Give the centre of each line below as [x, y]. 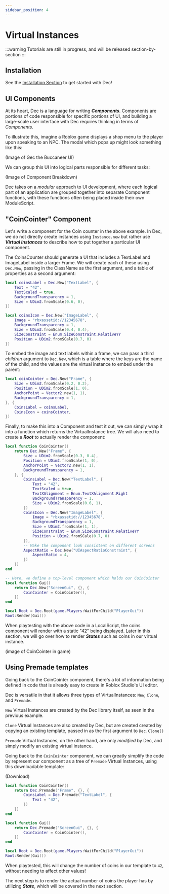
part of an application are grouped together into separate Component [78, 192]
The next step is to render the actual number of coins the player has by [79, 880]
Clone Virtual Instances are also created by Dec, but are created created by [83, 725]
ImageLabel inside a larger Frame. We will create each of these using [77, 263]
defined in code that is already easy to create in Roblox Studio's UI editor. [82, 685]
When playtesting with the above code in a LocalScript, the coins [73, 625]
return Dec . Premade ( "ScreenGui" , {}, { [56, 828]
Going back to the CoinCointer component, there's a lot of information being [85, 679]
